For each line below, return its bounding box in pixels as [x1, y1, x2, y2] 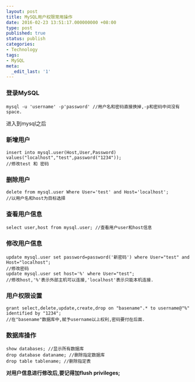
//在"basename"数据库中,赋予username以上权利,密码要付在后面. [6, 317, 145, 323]
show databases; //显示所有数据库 [6, 346, 84, 352]
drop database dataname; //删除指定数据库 [6, 352, 105, 358]
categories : [6, 42, 35, 47]
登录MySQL [6, 89, 40, 97]
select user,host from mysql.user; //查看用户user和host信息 [6, 225, 152, 231]
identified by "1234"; [6, 311, 61, 316]
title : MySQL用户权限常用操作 [6, 14, 73, 20]
